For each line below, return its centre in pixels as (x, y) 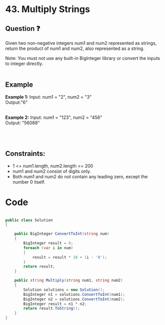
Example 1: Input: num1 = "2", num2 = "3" (48, 97)
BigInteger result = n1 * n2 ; (55, 304)
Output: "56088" (23, 122)
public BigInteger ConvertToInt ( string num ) (62, 234)
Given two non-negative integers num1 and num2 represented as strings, (81, 43)
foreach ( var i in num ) (48, 248)
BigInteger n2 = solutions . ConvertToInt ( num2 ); (74, 299)
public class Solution (29, 220)
